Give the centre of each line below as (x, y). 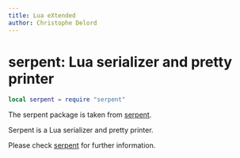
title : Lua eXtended (42, 15)
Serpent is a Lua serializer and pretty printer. (81, 130)
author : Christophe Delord (53, 23)
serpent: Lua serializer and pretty (120, 62)
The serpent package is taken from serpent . (80, 115)
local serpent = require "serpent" (67, 100)
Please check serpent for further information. (82, 145)
